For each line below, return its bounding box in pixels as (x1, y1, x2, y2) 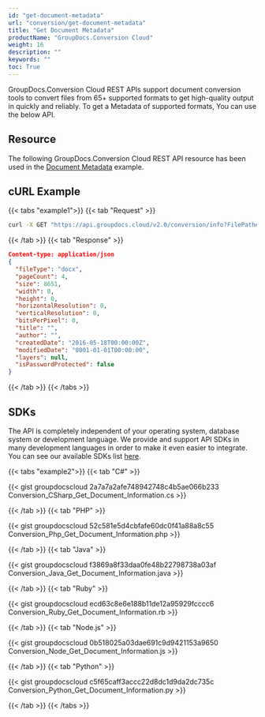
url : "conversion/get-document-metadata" (8, 19, 147, 27)
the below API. (8, 110, 56, 119)
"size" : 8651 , (15, 280, 62, 288)
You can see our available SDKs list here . (8, 451, 141, 460)
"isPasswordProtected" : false (15, 361, 114, 369)
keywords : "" (8, 56, 51, 64)
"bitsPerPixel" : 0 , (15, 317, 80, 325)
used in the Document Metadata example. (8, 162, 144, 171)
